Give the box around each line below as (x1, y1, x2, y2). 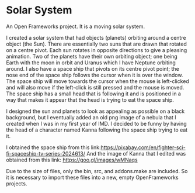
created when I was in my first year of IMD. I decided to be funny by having (6, 120, 187, 127)
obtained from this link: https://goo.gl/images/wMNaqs (6, 156, 138, 163)
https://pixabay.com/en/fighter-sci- (100, 144, 186, 151)
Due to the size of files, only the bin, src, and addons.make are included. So (6, 167, 188, 174)
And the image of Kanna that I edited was (86, 150, 186, 157)
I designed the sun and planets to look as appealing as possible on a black (6, 108, 185, 115)
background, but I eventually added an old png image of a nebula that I (6, 113, 176, 120)
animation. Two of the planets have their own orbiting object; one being (6, 53, 178, 60)
